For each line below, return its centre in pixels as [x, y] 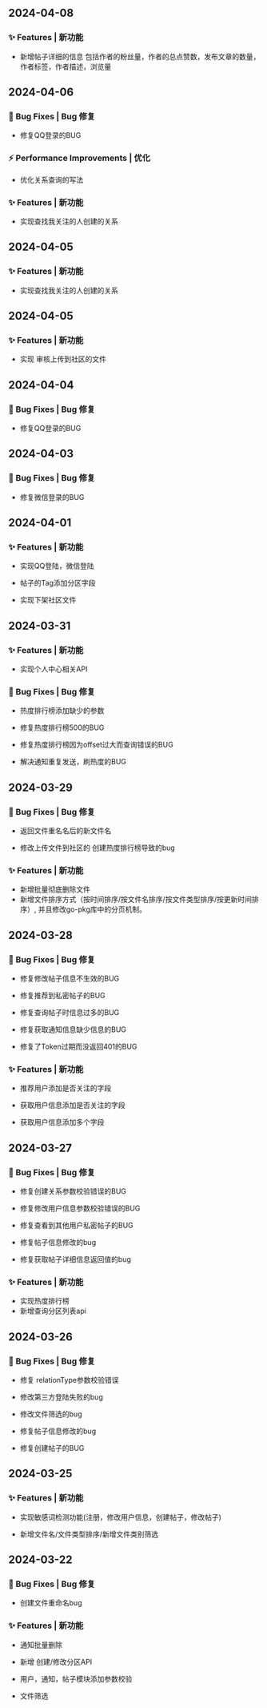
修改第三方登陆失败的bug [62, 1397]
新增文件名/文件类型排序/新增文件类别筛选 [89, 1534]
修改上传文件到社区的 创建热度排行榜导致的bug [98, 848]
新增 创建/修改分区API [56, 1662]
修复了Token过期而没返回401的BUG [78, 1047]
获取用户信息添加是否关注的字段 [72, 1106]
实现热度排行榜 [44, 1301]
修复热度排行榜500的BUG [62, 727]
